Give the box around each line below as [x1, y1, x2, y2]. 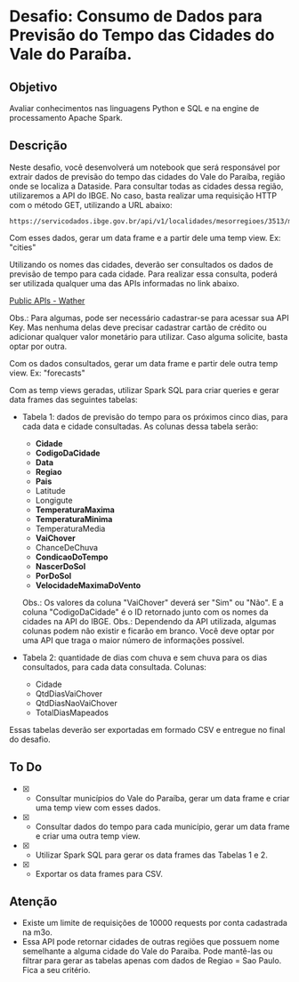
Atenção [9, 894, 58, 909]
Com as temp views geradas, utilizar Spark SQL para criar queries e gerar [9, 384, 280, 395]
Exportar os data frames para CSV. [35, 868, 163, 879]
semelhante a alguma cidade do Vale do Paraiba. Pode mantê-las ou [21, 946, 273, 957]
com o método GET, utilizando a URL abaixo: [9, 199, 173, 210]
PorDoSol [35, 570, 72, 581]
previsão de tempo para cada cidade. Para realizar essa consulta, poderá [9, 269, 278, 279]
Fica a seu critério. [21, 965, 91, 976]
